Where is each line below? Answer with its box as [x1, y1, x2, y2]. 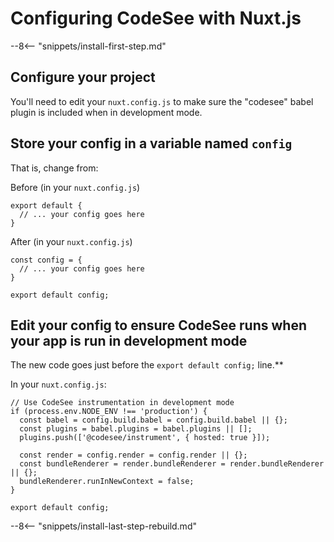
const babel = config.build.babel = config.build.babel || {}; [19, 415, 288, 426]
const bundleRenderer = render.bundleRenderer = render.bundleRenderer [19, 459, 325, 469]
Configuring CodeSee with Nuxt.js [10, 7, 302, 30]
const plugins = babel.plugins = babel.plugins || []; [19, 424, 253, 434]
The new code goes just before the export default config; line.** [10, 359, 284, 371]
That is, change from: [10, 162, 99, 174]
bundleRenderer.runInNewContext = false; [19, 477, 195, 487]
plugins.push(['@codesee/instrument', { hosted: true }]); [19, 433, 271, 443]
